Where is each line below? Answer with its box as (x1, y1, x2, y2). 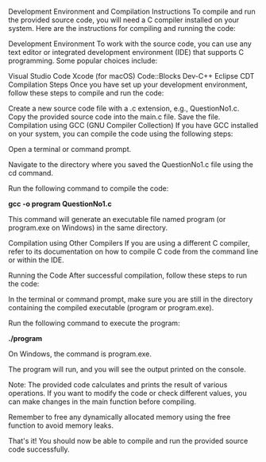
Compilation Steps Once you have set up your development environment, (8, 80, 248, 89)
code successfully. (8, 445, 70, 454)
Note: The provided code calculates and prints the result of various (8, 380, 228, 389)
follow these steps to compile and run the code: (8, 88, 164, 98)
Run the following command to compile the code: (8, 184, 169, 193)
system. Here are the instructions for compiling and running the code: (8, 24, 236, 33)
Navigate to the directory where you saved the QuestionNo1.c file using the (8, 160, 254, 169)
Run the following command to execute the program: (8, 318, 180, 328)
